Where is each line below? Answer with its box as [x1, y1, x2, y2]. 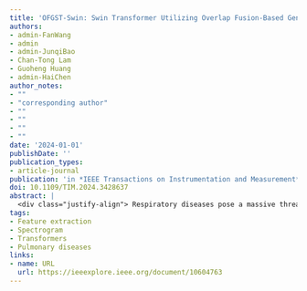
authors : [9, 22, 43, 31]
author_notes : [9, 81, 64, 90]
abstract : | [9, 192, 55, 201]
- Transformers [9, 234, 68, 243]
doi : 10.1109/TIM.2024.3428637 [9, 183, 129, 192]
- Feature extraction [9, 216, 92, 226]
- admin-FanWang [9, 30, 71, 39]
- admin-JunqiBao [9, 47, 76, 57]
